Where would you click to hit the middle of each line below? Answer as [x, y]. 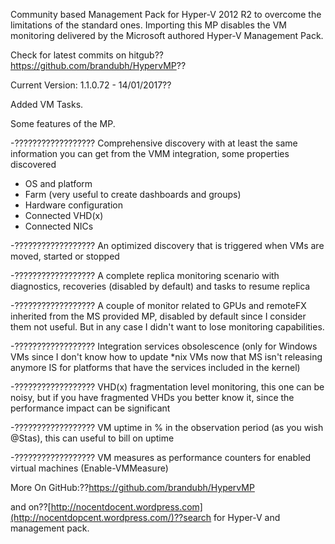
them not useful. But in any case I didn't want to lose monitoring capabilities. [167, 327]
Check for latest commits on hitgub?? [87, 55]
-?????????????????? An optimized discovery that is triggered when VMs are [167, 245]
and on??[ [31, 507]
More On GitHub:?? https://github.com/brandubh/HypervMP [132, 487]
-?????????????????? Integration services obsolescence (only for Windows [164, 346]
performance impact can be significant [90, 408]
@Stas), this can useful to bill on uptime [92, 438]
